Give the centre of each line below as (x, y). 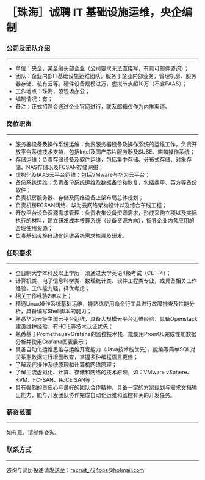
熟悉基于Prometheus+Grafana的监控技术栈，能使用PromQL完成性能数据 (106, 334)
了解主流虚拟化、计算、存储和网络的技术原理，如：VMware (90, 372)
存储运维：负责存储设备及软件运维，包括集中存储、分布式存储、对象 (101, 159)
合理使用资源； (34, 228)
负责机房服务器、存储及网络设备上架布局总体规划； (79, 197)
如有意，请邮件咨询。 (33, 432)
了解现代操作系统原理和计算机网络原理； (66, 365)
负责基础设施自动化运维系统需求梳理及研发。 (71, 235)
